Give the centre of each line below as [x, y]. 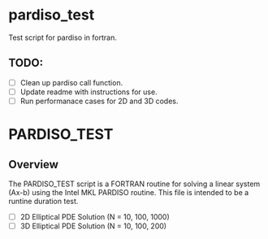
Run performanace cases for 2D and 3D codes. [99, 101]
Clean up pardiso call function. [71, 82]
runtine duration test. [43, 201]
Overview [34, 164]
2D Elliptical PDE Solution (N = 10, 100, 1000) [95, 216]
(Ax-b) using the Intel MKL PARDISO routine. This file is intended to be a [129, 192]
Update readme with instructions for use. [89, 92]
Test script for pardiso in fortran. [63, 37]
